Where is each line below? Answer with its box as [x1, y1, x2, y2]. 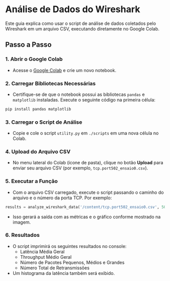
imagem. [12, 219, 31, 225]
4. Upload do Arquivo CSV [5, 148, 71, 155]
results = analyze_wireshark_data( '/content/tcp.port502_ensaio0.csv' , [5, 204, 159, 209]
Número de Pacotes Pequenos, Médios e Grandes [20, 259, 125, 265]
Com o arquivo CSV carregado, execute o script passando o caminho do [12, 189, 164, 195]
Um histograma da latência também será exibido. [12, 270, 115, 276]
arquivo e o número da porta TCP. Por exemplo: [12, 194, 112, 201]
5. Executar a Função [5, 178, 58, 185]
